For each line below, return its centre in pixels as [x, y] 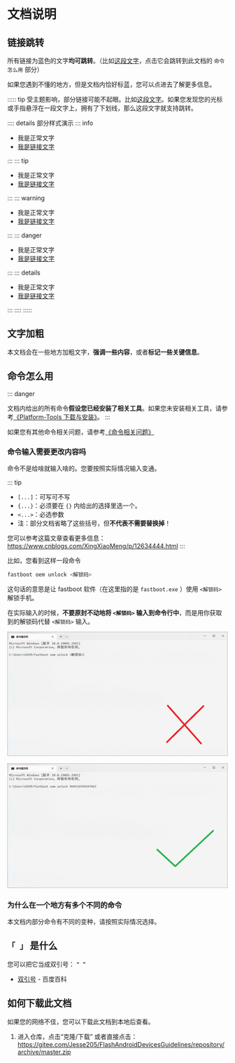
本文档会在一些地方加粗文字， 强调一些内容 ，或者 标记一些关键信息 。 [105, 352]
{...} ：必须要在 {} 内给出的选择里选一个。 [79, 506]
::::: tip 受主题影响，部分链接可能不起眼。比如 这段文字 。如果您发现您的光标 [115, 99]
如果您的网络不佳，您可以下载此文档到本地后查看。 [81, 1022]
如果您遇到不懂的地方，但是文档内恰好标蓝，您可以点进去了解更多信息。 [111, 84]
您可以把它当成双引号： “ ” [47, 964]
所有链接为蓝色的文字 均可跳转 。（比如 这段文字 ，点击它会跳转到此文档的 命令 [116, 61]
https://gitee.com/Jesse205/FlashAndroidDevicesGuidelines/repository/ [121, 1044]
